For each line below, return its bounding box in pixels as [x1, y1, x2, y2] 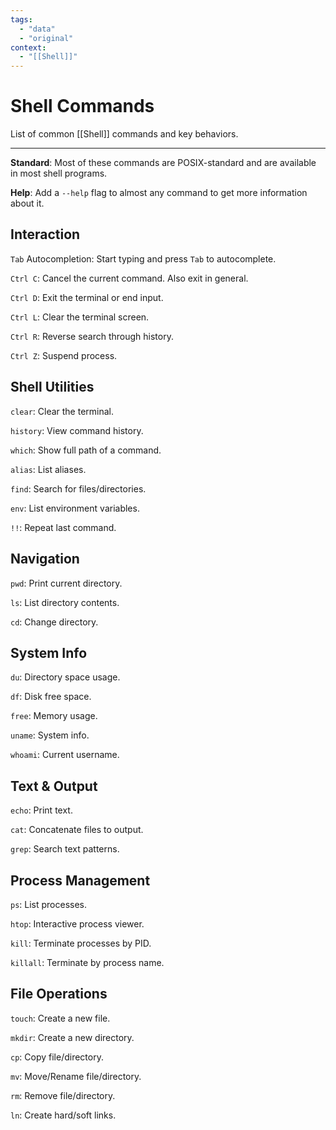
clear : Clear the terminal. [10, 405, 115, 417]
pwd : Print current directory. [10, 577, 123, 589]
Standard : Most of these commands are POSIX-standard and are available [10, 157, 317, 169]
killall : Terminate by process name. [10, 956, 165, 968]
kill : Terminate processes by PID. [10, 937, 152, 949]
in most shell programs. [10, 167, 108, 180]
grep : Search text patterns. [10, 843, 120, 855]
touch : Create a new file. [10, 1012, 111, 1024]
